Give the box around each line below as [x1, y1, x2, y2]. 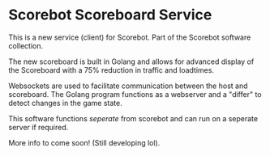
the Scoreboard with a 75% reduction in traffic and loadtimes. [8, 65, 215, 74]
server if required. [8, 122, 69, 132]
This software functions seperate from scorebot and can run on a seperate [8, 113, 258, 123]
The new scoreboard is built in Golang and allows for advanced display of [8, 57, 255, 66]
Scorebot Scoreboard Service [8, 6, 212, 24]
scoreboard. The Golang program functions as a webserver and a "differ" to [8, 89, 262, 99]
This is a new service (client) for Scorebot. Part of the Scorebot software [8, 32, 251, 42]
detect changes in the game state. [8, 98, 123, 108]
